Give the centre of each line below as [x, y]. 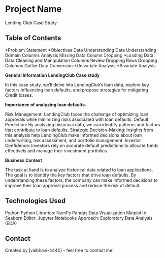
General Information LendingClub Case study [52, 75]
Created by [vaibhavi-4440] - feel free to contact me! [60, 250]
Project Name [33, 9]
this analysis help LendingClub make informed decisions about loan [74, 135]
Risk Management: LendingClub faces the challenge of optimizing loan [77, 114]
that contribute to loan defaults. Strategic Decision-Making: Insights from [79, 130]
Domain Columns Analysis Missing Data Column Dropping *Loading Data [79, 55]
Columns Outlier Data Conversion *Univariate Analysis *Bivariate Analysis [81, 65]
